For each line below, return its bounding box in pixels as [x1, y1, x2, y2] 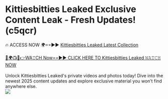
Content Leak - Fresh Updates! [5, 14, 136, 26]
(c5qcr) [5, 25, 37, 36]
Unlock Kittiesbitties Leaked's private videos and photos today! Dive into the [5, 72, 163, 78]
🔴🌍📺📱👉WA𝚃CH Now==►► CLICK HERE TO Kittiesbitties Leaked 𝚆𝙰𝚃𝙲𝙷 [5, 54, 161, 61]
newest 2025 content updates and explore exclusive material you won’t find [5, 78, 162, 84]
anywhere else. [5, 83, 37, 89]
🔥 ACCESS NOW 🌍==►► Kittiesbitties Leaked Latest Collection [5, 42, 139, 48]
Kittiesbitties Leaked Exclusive [5, 4, 137, 15]
